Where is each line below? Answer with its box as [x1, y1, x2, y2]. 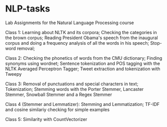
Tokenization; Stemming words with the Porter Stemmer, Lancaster [5, 86, 144, 92]
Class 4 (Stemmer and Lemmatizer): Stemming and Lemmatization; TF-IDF [5, 101, 160, 107]
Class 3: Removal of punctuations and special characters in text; [5, 81, 138, 87]
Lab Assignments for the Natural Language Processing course [5, 20, 134, 26]
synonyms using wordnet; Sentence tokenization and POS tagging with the [5, 60, 160, 66]
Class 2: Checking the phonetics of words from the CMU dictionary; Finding [5, 55, 162, 61]
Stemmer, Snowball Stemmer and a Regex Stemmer [5, 91, 112, 97]
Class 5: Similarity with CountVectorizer [5, 116, 88, 122]
